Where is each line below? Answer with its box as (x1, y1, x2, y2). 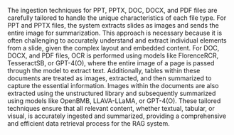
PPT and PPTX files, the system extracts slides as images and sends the (7, 21, 219, 29)
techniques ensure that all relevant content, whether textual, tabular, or (7, 104, 216, 112)
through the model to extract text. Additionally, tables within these (7, 67, 201, 75)
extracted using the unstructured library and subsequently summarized (7, 89, 216, 97)
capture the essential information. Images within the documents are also (7, 82, 219, 90)
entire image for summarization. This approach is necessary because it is (7, 28, 223, 37)
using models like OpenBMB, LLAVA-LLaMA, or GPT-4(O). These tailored (7, 97, 221, 105)
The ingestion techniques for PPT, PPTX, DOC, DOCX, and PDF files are (7, 6, 218, 14)
